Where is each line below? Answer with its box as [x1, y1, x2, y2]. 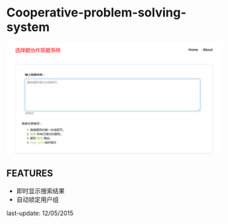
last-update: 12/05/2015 [6, 209, 74, 217]
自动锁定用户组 [16, 195, 59, 203]
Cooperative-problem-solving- [6, 5, 186, 21]
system [6, 19, 50, 35]
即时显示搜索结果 [16, 186, 65, 195]
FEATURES [6, 168, 53, 179]
